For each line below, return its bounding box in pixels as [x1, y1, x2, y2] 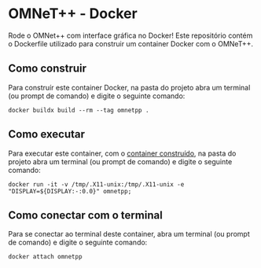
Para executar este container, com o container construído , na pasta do [8, 149, 237, 158]
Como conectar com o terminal [8, 208, 163, 222]
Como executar [8, 127, 85, 141]
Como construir [8, 62, 87, 75]
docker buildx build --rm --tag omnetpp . [8, 106, 149, 114]
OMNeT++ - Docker [8, 5, 138, 23]
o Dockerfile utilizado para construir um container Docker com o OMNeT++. [8, 39, 254, 48]
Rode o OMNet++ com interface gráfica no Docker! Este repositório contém [8, 31, 253, 40]
